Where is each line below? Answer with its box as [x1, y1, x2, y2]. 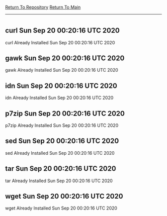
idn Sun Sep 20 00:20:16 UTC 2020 [5, 82, 118, 90]
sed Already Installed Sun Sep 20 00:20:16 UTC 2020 [5, 150, 115, 156]
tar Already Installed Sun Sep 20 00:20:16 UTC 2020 [5, 178, 113, 184]
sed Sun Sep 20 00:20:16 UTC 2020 [5, 137, 119, 145]
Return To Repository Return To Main [5, 4, 81, 10]
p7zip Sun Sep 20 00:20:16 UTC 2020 [5, 109, 125, 117]
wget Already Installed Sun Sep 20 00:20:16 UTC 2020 [5, 205, 118, 211]
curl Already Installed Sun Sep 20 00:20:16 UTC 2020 [5, 39, 115, 45]
